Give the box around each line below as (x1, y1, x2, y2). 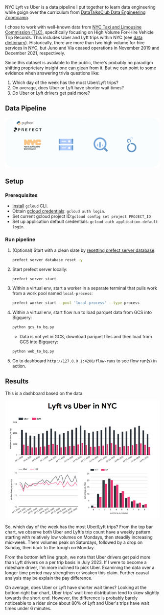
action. (12, 363, 26, 369)
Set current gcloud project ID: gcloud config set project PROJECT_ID (12, 214, 151, 219)
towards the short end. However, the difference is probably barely (5, 595, 138, 601)
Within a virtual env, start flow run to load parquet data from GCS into (12, 309, 152, 316)
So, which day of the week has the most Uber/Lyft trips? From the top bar (5, 524, 153, 530)
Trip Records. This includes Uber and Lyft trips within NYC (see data (5, 34, 143, 40)
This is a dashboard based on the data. (5, 390, 84, 396)
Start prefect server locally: (12, 266, 68, 272)
